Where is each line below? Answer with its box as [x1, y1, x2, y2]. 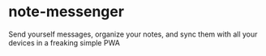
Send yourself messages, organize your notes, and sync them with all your [8, 29, 258, 39]
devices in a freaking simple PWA [8, 37, 120, 47]
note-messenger [8, 2, 124, 21]
